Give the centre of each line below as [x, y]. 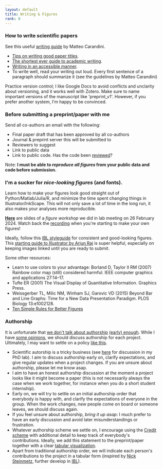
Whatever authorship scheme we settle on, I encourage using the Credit [84, 430]
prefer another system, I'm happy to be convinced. [56, 102]
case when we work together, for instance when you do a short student [84, 383]
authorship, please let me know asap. [50, 367]
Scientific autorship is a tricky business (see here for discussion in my [82, 352]
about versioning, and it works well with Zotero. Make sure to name [72, 91]
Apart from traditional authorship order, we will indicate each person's [82, 450]
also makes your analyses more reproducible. [51, 209]
